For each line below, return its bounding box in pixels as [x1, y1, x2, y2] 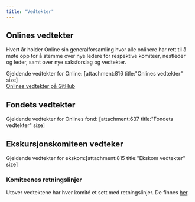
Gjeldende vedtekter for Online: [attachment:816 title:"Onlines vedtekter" [6, 70, 183, 77]
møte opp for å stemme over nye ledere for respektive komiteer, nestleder [6, 53, 186, 60]
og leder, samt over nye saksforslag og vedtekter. [6, 58, 127, 66]
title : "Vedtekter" [6, 8, 54, 15]
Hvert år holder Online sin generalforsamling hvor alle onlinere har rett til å [6, 46, 187, 53]
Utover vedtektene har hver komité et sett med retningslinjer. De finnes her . [6, 189, 189, 196]
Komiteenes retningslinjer [6, 175, 82, 184]
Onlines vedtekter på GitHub [6, 83, 76, 90]
